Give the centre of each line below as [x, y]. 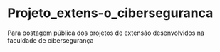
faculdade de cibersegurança [51, 40]
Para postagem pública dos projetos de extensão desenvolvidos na [106, 33]
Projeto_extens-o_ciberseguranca [110, 13]
